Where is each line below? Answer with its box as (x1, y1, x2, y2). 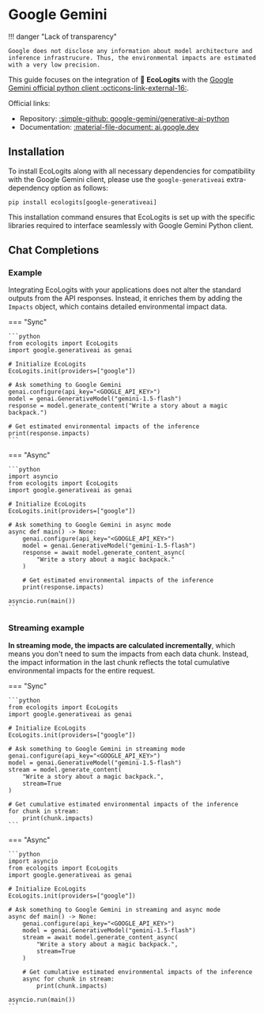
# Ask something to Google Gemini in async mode (8, 521, 172, 529)
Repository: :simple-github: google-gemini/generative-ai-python (19, 113, 230, 123)
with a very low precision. (8, 61, 101, 69)
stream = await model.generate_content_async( (22, 933, 179, 941)
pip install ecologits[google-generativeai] (8, 198, 157, 207)
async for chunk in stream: (22, 975, 115, 983)
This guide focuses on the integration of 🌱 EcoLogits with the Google (8, 74, 234, 84)
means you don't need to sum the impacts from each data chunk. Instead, (8, 649, 249, 658)
